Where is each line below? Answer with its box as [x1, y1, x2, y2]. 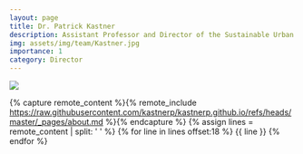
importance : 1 [9, 47, 64, 56]
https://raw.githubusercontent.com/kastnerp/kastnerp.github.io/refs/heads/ [9, 107, 292, 118]
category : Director [9, 55, 83, 64]
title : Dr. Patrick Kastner [9, 22, 116, 31]
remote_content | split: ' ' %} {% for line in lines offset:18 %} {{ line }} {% [9, 126, 280, 137]
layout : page [9, 13, 59, 23]
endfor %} [9, 136, 48, 146]
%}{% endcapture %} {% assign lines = [105, 117, 254, 127]
